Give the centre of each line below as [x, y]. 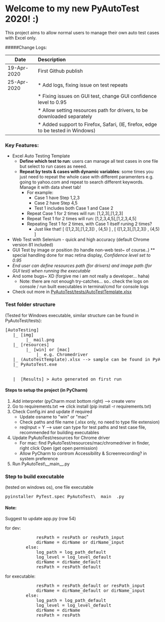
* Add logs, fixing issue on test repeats [83, 85]
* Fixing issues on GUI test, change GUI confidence [97, 96]
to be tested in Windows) [67, 130]
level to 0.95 [52, 102]
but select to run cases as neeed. [53, 166]
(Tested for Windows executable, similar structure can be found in [72, 315]
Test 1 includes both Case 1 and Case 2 [74, 208]
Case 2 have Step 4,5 [56, 203]
